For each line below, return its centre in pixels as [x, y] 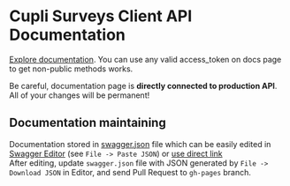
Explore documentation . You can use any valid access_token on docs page [145, 59]
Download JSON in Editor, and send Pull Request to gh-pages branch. [130, 172]
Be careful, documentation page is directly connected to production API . [143, 86]
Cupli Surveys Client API [101, 16]
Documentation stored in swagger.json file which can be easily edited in [140, 144]
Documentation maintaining [88, 123]
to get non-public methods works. [71, 69]
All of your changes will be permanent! [80, 95]
